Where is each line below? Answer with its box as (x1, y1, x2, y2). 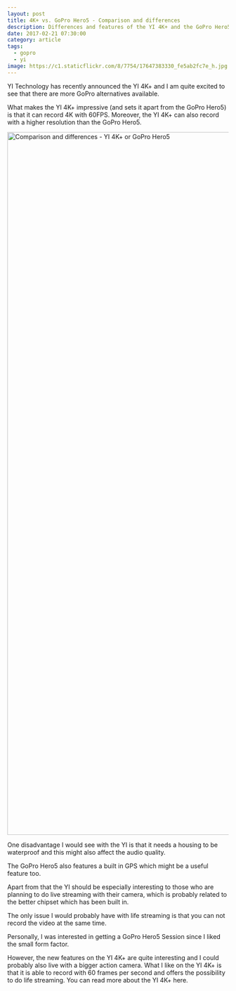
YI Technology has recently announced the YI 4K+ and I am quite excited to (7, 82, 225, 90)
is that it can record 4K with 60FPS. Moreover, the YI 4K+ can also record (7, 110, 220, 119)
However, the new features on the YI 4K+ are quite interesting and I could (7, 953, 219, 961)
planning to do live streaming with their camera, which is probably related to (7, 890, 227, 898)
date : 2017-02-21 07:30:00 (7, 30, 86, 37)
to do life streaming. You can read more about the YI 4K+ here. (7, 976, 188, 984)
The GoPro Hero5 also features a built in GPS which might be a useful (7, 862, 209, 870)
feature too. (7, 869, 41, 877)
